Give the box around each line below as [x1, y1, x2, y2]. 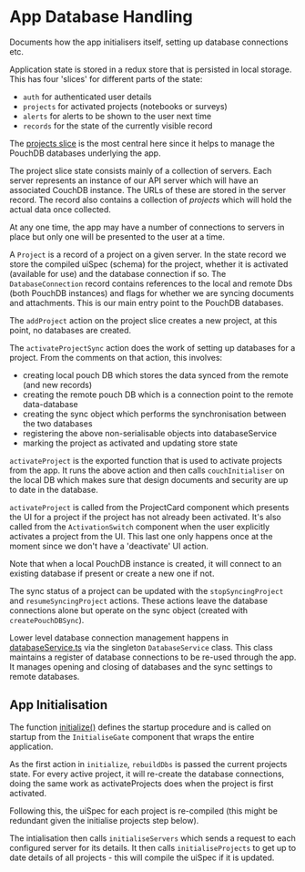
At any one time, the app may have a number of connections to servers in [9, 221, 285, 232]
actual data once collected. [9, 203, 112, 215]
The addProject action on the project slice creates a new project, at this [9, 314, 278, 325]
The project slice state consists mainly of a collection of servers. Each [9, 165, 272, 176]
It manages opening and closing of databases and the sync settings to [9, 661, 273, 672]
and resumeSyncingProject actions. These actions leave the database [9, 595, 269, 606]
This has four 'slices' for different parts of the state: [9, 73, 203, 84]
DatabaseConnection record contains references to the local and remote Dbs [9, 278, 293, 289]
